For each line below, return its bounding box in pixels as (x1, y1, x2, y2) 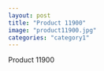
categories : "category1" (8, 33, 90, 42)
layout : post (8, 11, 51, 20)
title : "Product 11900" (8, 19, 87, 27)
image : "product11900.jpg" (8, 26, 97, 34)
